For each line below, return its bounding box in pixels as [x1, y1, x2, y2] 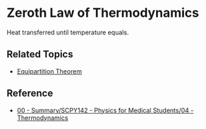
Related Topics [6, 48, 73, 60]
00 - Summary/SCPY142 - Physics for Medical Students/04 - [16, 106, 194, 114]
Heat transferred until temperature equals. [6, 28, 129, 36]
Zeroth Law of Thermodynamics [6, 5, 199, 21]
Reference [6, 88, 54, 100]
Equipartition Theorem [16, 67, 83, 75]
